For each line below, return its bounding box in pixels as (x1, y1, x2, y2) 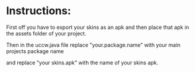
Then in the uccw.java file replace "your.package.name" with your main (6, 41, 181, 48)
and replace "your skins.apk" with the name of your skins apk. (6, 59, 159, 66)
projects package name (6, 47, 64, 54)
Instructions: (6, 4, 71, 18)
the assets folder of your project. (6, 30, 87, 37)
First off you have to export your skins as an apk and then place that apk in (6, 24, 189, 31)
